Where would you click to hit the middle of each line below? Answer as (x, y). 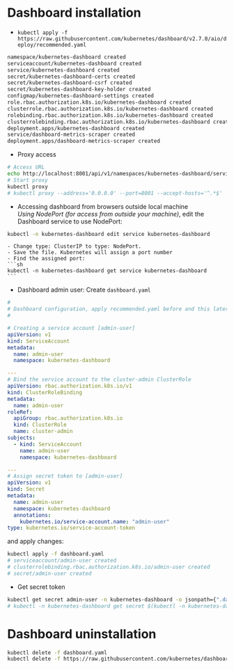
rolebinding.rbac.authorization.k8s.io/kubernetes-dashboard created (110, 115)
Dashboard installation (74, 13)
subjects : (22, 438)
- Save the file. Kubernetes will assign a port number (90, 253)
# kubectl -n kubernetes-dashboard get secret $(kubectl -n (96, 606)
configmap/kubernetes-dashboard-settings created (81, 96)
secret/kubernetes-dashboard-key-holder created (79, 89)
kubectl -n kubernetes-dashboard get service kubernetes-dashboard (107, 271)
